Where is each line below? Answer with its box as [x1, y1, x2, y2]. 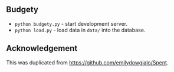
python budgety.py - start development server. [14, 20, 128, 27]
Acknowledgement [6, 43, 78, 53]
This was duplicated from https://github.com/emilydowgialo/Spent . [6, 59, 169, 66]
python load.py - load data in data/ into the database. [14, 26, 146, 33]
